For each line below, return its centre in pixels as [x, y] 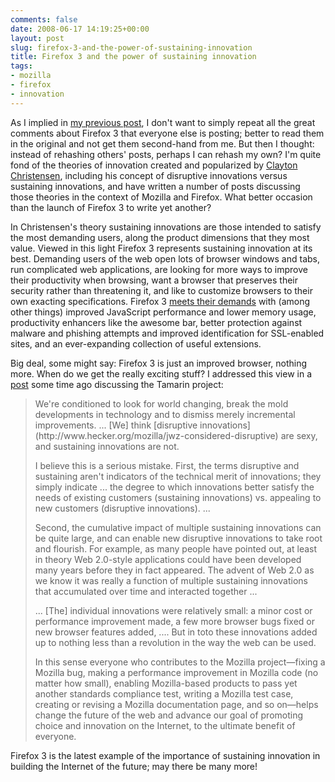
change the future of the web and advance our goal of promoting [169, 715]
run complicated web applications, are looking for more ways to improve [159, 269]
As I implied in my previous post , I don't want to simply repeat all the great [163, 122]
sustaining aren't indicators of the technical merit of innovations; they [178, 476]
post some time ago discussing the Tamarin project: [117, 384]
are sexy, [299, 435]
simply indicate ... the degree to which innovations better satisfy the [174, 487]
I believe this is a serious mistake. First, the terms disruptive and [167, 465]
